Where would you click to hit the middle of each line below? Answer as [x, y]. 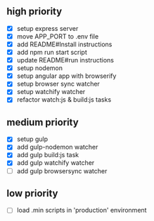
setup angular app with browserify [66, 76]
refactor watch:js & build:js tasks [64, 100]
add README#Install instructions [64, 44]
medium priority [43, 122]
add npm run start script [52, 52]
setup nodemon [40, 68]
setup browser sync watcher [58, 84]
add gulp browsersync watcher [62, 170]
